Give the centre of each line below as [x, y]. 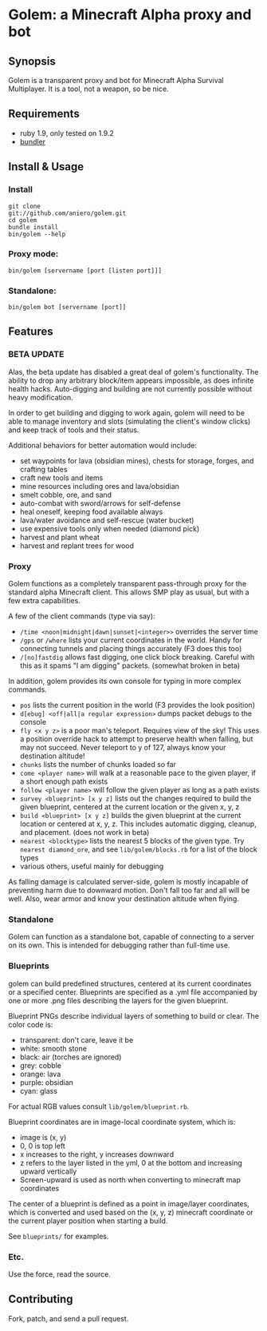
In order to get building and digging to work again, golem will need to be [127, 412]
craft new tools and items [61, 478]
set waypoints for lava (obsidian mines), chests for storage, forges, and [137, 460]
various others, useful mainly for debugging [92, 866]
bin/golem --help [37, 234]
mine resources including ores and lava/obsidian [99, 486]
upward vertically [48, 1171]
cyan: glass [39, 1091]
